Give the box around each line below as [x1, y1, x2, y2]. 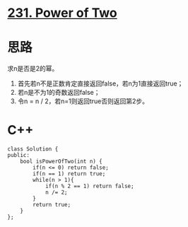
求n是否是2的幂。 [7, 64, 59, 73]
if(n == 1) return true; [33, 170, 106, 177]
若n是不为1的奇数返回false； [17, 88, 100, 97]
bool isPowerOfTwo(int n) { [20, 158, 102, 165]
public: [7, 152, 30, 159]
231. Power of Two [7, 5, 118, 21]
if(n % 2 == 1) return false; [45, 182, 134, 190]
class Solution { [7, 146, 59, 153]
